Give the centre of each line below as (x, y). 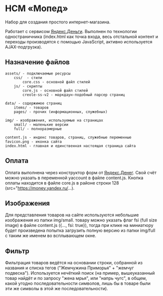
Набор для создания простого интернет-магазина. (58, 22)
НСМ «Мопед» (36, 9)
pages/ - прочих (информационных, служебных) (61, 112)
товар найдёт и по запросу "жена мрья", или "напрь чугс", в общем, (76, 278)
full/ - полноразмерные (38, 129)
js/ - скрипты (28, 86)
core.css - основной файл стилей (56, 82)
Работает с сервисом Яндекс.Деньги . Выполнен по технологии (71, 31)
